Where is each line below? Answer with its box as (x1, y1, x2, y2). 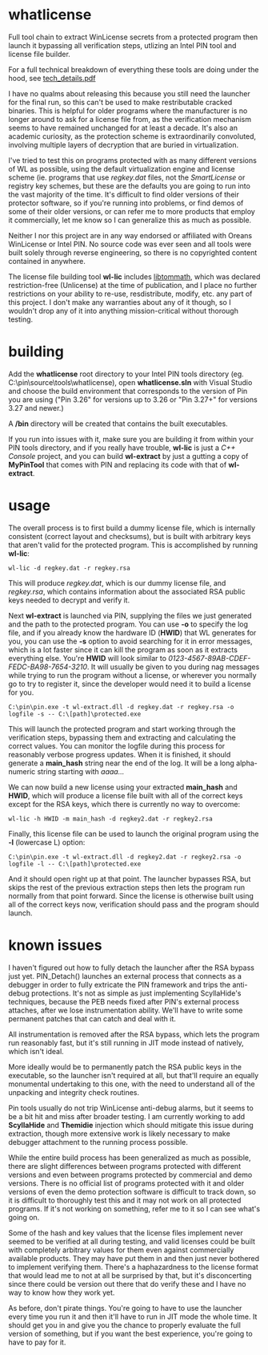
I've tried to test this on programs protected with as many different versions (8, 155, 258, 165)
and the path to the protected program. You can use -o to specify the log (8, 619, 249, 629)
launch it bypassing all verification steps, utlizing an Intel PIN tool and (8, 40, 237, 50)
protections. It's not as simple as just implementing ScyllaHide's (31, 988, 242, 998)
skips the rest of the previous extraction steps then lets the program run (8, 882, 246, 892)
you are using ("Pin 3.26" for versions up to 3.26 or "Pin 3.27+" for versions (8, 395, 258, 404)
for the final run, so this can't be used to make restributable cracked (8, 97, 233, 107)
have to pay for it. (8, 1337, 66, 1347)
